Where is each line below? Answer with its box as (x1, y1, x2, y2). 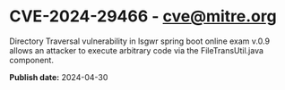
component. (9, 54, 54, 65)
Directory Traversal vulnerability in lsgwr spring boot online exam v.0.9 (9, 36, 271, 46)
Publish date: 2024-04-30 (9, 71, 108, 82)
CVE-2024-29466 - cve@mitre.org (9, 6, 277, 27)
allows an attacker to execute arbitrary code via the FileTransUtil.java (9, 45, 264, 55)
